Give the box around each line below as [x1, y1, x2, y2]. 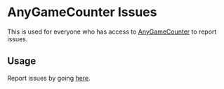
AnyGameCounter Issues [7, 4, 157, 20]
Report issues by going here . [7, 74, 91, 82]
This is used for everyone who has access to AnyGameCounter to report [7, 27, 217, 36]
